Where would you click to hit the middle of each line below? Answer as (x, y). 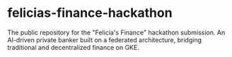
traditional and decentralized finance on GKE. (73, 47)
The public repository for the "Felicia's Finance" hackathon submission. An (116, 32)
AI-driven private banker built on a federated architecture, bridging (104, 39)
